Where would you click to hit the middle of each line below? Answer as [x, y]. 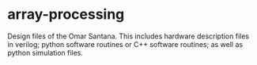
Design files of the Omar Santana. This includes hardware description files [128, 36]
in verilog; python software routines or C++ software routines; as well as [125, 44]
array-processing [66, 14]
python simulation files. [45, 52]
